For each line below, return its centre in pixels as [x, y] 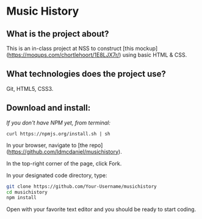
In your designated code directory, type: [57, 175]
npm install [21, 198]
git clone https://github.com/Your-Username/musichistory [81, 186]
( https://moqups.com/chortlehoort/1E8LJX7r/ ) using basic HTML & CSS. [97, 55]
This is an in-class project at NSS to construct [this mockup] [82, 48]
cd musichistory [27, 192]
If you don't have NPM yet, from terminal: [59, 123]
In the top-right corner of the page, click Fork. [64, 163]
